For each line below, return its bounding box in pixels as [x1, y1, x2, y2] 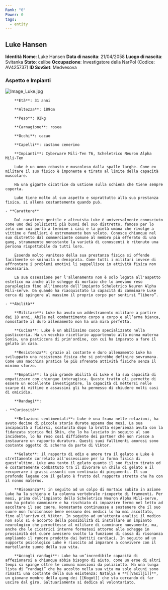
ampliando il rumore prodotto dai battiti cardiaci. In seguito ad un [5, 536, 156, 541]
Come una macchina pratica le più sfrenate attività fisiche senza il [5, 359, 156, 364]
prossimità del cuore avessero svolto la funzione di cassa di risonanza [5, 531, 163, 536]
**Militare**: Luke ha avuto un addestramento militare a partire [14, 310, 156, 316]
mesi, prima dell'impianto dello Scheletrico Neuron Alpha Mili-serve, [5, 496, 158, 501]
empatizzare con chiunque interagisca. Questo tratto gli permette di [5, 377, 156, 382]
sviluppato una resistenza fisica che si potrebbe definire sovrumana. [5, 355, 158, 360]
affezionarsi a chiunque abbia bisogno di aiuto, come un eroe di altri [5, 558, 161, 563]
